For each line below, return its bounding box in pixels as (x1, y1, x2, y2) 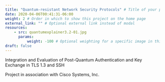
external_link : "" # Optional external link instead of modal (5, 20, 135, 26)
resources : (5, 25, 27, 30)
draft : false (5, 43, 32, 48)
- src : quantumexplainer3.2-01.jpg (14, 30, 87, 35)
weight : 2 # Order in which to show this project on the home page (5, 16, 146, 21)
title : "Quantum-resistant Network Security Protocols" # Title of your (5, 7, 157, 12)
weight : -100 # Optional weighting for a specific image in (27, 39, 153, 44)
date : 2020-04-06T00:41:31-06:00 (5, 12, 74, 17)
